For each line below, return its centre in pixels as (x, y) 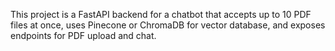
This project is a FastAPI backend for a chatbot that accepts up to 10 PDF (161, 14)
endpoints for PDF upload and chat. (83, 35)
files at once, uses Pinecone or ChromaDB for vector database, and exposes (168, 25)
